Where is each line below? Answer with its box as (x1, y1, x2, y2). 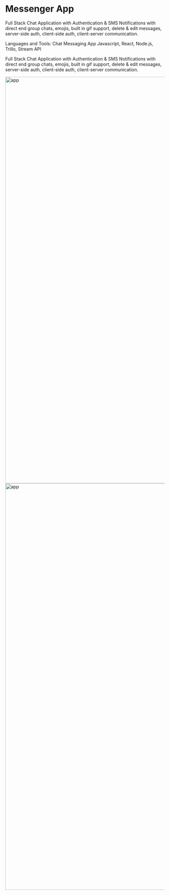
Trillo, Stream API (5, 46, 41, 52)
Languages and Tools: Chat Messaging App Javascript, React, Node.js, (5, 40, 153, 46)
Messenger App (5, 3, 74, 15)
